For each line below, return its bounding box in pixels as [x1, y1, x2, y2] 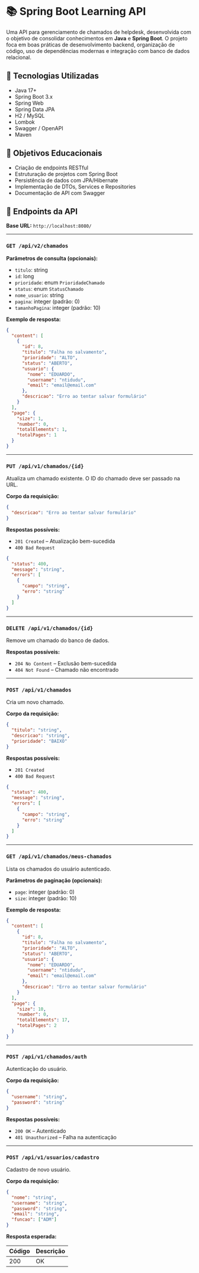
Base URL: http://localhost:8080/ [6, 222, 92, 230]
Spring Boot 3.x [14, 93, 53, 100]
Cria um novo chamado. [6, 699, 65, 706]
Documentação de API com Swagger [14, 189, 105, 196]
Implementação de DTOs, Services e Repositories [14, 183, 136, 190]
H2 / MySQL [14, 112, 45, 119]
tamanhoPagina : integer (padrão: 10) [14, 304, 101, 311]
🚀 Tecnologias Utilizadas [6, 71, 99, 81]
